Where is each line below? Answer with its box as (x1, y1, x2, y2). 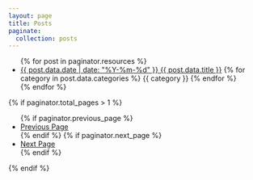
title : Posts (8, 19, 53, 27)
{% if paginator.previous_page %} (19, 114, 133, 123)
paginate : (8, 27, 42, 35)
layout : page (8, 11, 53, 20)
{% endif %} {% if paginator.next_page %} (19, 131, 162, 140)
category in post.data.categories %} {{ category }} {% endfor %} (19, 73, 237, 83)
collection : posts (15, 34, 78, 43)
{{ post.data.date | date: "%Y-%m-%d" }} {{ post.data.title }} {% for (19, 65, 246, 75)
